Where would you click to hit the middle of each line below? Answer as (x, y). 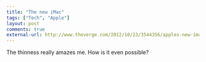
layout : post (23, 23)
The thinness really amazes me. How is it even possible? (78, 52)
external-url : (25, 35)
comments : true (26, 29)
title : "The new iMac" (35, 12)
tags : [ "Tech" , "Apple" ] (38, 18)
